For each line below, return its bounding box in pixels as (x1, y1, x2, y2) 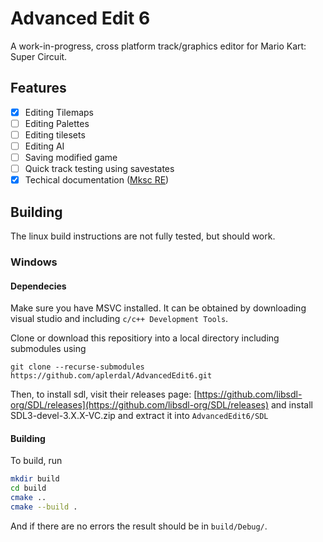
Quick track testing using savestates (24, 163, 175, 175)
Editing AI (24, 140, 65, 152)
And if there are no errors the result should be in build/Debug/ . (10, 520, 268, 532)
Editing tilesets (24, 128, 86, 141)
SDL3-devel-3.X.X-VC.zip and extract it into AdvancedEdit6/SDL (10, 410, 269, 422)
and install (270, 399, 313, 411)
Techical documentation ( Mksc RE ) (24, 174, 170, 186)
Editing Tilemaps (24, 106, 94, 118)
